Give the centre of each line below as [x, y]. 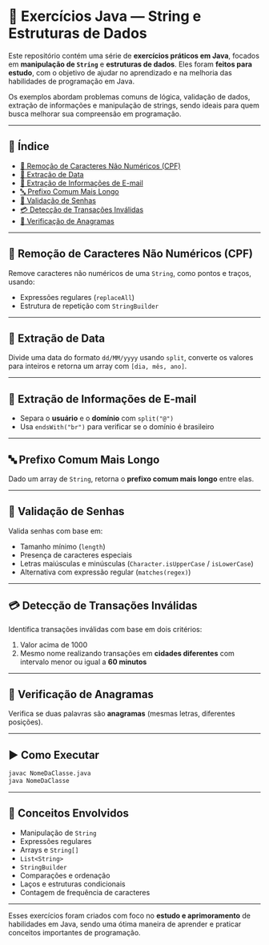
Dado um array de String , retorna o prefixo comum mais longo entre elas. [131, 479]
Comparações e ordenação [65, 875]
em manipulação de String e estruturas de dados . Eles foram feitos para [130, 64]
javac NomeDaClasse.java [50, 773]
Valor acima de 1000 [54, 644]
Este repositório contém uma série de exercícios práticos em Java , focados [134, 55]
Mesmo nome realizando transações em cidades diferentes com [127, 653]
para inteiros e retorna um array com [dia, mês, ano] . [98, 366]
